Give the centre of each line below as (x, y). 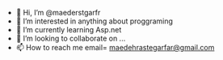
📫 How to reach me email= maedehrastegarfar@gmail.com (115, 47)
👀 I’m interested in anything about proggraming (95, 21)
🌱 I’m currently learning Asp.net (69, 30)
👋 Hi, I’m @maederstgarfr (58, 13)
